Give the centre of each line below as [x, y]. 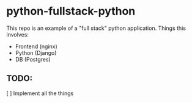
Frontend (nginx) [36, 46]
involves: [18, 34]
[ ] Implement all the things [40, 93]
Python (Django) [36, 52]
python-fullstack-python [71, 11]
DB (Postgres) [33, 59]
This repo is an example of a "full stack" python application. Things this [96, 28]
